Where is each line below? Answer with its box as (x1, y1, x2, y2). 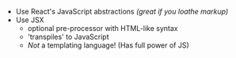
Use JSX (15, 15, 45, 25)
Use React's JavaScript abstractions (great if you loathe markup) (15, 7, 229, 16)
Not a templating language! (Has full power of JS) (27, 41, 190, 50)
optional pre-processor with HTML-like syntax (27, 24, 178, 33)
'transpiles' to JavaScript (27, 32, 109, 41)
